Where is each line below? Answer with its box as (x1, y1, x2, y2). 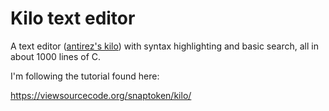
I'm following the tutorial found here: (10, 70, 160, 82)
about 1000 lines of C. (10, 50, 102, 62)
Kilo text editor (10, 7, 136, 30)
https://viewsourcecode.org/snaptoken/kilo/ (10, 89, 192, 101)
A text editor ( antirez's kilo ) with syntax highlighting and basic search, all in (10, 40, 319, 52)
